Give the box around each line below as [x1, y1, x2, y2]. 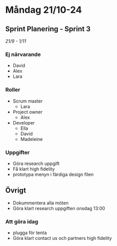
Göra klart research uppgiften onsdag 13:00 [12, 205, 105, 211]
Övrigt [5, 186, 27, 195]
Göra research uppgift [12, 160, 60, 167]
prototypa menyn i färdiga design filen [12, 171, 94, 177]
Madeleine [20, 136, 43, 142]
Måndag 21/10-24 [5, 4, 82, 16]
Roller [5, 86, 21, 93]
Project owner [12, 109, 43, 115]
